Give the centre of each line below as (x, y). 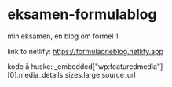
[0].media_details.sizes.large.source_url (71, 74)
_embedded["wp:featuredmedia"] (108, 66)
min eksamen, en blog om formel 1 (63, 36)
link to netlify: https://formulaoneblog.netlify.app (86, 51)
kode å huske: (30, 66)
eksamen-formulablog (82, 14)
